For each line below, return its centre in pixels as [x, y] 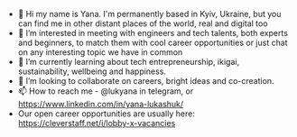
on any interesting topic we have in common [100, 52]
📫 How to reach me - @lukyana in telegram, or [106, 91]
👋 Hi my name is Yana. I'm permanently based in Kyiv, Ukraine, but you [149, 14]
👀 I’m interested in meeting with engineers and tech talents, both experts [153, 33]
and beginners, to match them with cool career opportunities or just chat [153, 42]
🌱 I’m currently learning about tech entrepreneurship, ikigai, [129, 62]
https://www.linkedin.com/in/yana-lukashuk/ [101, 104]
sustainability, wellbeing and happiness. [92, 71]
